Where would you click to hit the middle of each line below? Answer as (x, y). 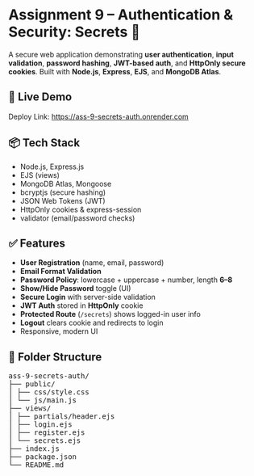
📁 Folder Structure (55, 357)
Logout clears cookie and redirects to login (92, 323)
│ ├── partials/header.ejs (62, 417)
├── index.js (34, 449)
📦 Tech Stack (44, 143)
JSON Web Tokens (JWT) (63, 200)
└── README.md (36, 465)
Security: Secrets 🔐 (75, 32)
